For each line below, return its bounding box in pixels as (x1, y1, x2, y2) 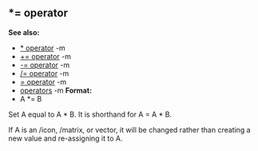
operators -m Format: (19, 85, 93, 95)
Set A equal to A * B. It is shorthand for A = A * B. (8, 109, 173, 119)
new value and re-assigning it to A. (8, 133, 123, 143)
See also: (8, 27, 40, 37)
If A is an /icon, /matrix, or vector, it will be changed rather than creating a (8, 125, 251, 134)
